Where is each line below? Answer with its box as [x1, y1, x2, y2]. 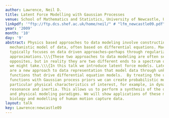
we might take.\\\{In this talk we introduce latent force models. [10, 63, 154, 68]
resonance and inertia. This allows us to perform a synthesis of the [10, 86, 161, 92]
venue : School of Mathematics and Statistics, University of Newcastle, [5, 17, 161, 22]
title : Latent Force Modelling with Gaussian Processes [5, 12, 125, 17]
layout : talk [5, 101, 33, 106]
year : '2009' [5, 26, 33, 31]
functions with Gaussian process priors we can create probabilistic [10, 77, 158, 82]
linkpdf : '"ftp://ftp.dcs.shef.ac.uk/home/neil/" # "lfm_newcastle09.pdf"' [5, 21, 167, 27]
